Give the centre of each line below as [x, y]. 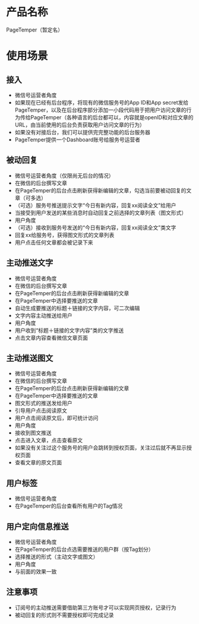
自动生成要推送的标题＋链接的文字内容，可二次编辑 [77, 308]
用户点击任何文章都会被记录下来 [54, 242]
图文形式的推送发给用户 [43, 403]
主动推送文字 [30, 263]
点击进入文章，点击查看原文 [49, 441]
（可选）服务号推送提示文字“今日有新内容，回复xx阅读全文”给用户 [95, 205]
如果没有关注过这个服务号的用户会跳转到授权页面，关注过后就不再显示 [101, 448]
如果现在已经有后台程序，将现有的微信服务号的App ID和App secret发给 [102, 102]
